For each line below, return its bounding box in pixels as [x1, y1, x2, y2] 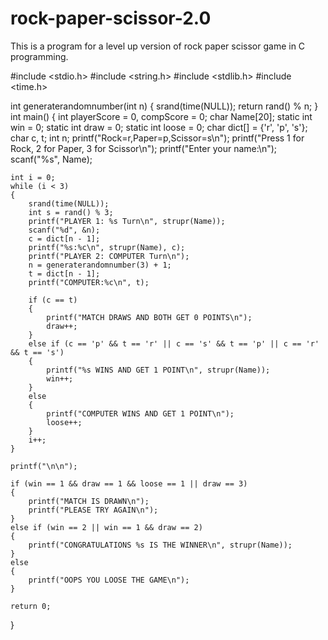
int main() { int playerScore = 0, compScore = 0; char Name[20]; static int [10, 110, 313, 122]
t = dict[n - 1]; [28, 268, 101, 279]
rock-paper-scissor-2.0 [10, 7, 212, 30]
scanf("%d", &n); [28, 225, 101, 235]
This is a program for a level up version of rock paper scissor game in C [10, 40, 306, 52]
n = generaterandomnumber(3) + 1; [28, 260, 172, 270]
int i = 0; [10, 172, 56, 182]
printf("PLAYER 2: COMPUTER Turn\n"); [28, 251, 190, 261]
